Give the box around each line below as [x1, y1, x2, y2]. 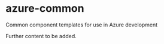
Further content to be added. [5, 32, 77, 39]
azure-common [5, 2, 84, 15]
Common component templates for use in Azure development [5, 21, 158, 28]
